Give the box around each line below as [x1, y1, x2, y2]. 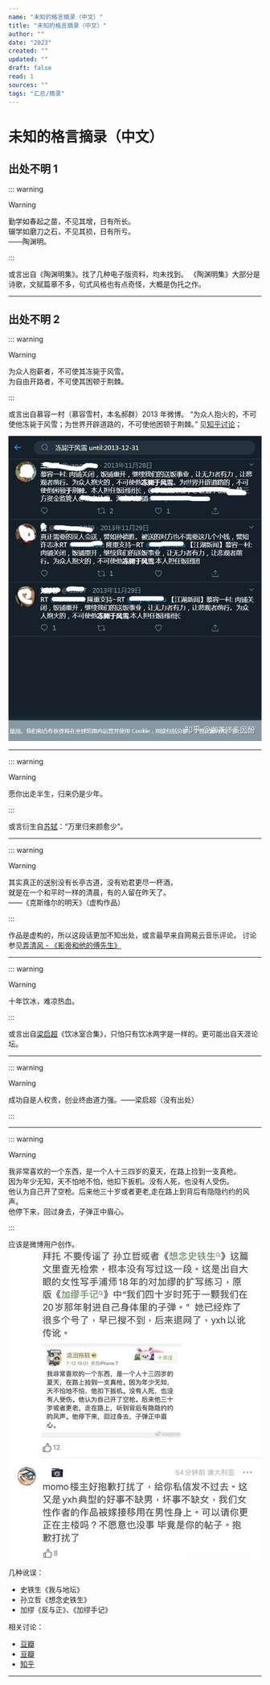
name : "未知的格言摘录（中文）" [8, 13, 104, 21]
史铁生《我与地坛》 [19, 1585, 84, 1595]
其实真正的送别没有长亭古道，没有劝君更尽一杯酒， [8, 877, 178, 887]
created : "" [8, 47, 48, 56]
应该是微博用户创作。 [8, 1239, 79, 1248]
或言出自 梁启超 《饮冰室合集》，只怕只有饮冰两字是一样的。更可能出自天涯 [8, 1029, 252, 1038]
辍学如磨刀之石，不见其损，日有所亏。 [8, 226, 135, 236]
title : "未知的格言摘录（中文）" [8, 21, 107, 30]
